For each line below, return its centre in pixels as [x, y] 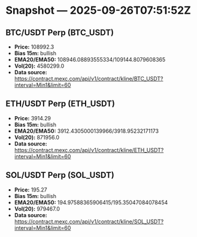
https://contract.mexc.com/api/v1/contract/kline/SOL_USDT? [89, 221]
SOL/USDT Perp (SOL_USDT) [60, 175]
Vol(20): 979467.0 [37, 209]
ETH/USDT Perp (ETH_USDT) [60, 104]
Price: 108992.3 [34, 47]
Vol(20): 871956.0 [37, 137]
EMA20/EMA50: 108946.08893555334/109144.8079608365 [90, 60]
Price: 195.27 [31, 190]
